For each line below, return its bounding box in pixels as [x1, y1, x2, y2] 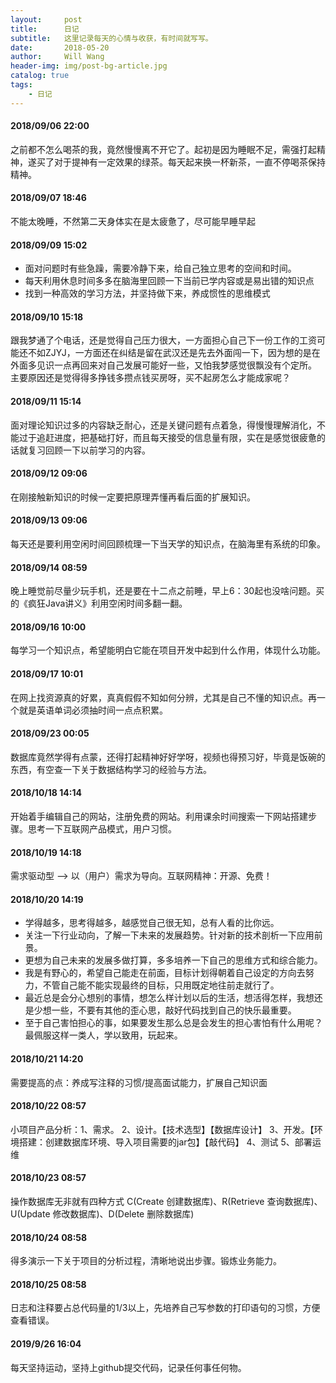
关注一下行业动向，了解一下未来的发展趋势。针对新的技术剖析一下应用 [24, 929, 315, 941]
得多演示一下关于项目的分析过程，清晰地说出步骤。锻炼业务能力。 [10, 1255, 282, 1267]
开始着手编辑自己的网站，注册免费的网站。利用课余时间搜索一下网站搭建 [10, 811, 308, 823]
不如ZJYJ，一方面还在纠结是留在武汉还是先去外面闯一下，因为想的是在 [27, 347, 321, 359]
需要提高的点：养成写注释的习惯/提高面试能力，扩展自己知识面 [10, 1076, 268, 1088]
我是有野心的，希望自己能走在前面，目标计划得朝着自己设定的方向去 [24, 967, 306, 979]
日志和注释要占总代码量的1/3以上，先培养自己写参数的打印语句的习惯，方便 [10, 1302, 321, 1314]
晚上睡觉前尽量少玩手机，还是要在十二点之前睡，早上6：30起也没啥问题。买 [10, 585, 325, 597]
